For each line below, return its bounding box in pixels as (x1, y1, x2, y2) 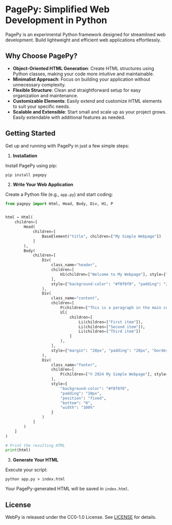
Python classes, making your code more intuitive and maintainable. (12, 71, 155, 77)
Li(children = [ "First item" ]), (78, 319, 143, 324)
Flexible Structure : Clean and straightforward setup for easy (12, 87, 141, 93)
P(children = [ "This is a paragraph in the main (60, 305, 161, 311)
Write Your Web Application (12, 181, 73, 187)
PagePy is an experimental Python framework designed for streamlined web (5, 31, 166, 37)
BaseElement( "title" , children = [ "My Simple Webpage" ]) (41, 234, 161, 239)
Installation (12, 152, 37, 159)
